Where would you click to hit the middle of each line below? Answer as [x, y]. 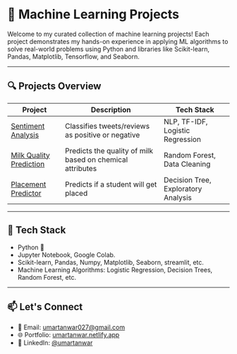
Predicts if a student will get [111, 184]
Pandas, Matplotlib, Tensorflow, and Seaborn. [73, 57]
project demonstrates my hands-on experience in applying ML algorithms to [118, 41]
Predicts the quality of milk [109, 151]
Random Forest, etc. [47, 277]
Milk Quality [31, 155]
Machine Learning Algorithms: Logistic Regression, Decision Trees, [115, 270]
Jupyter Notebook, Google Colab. [66, 254]
